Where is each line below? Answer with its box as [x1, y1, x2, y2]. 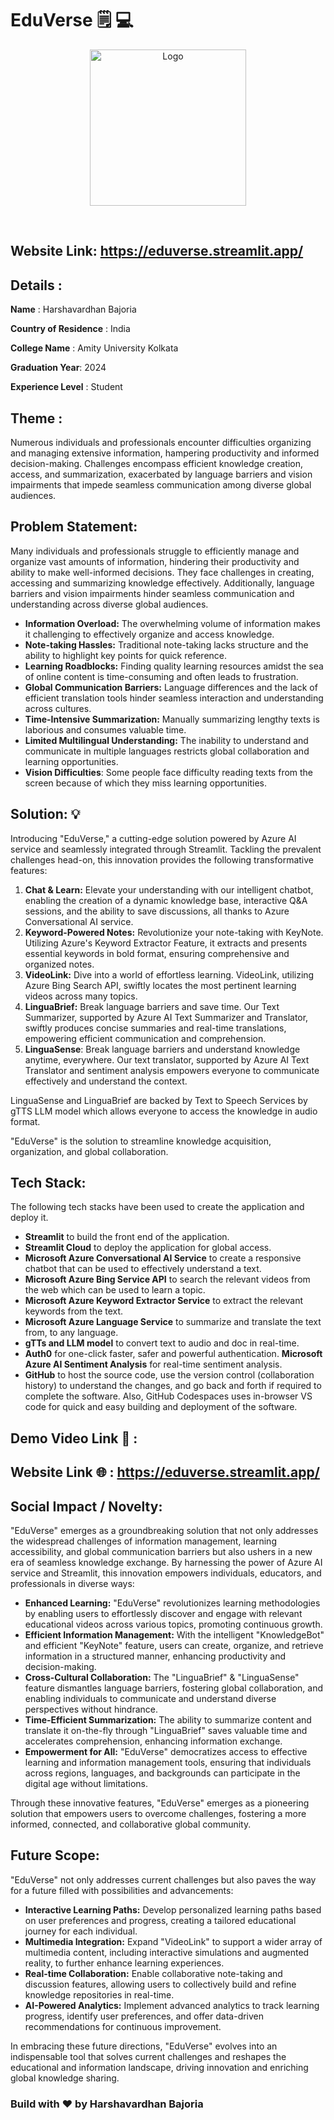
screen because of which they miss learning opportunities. [24, 777, 268, 789]
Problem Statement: [10, 518, 138, 536]
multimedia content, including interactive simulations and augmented [24, 1946, 310, 1958]
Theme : [10, 410, 63, 427]
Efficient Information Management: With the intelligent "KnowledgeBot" [24, 1628, 325, 1641]
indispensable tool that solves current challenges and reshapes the [10, 2050, 287, 2062]
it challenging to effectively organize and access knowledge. [24, 628, 275, 640]
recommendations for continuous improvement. [24, 2020, 222, 2032]
